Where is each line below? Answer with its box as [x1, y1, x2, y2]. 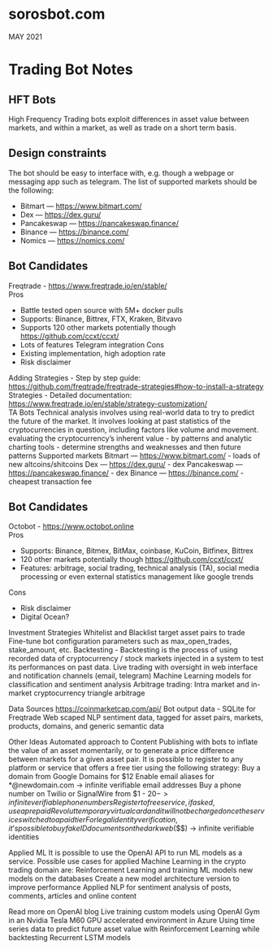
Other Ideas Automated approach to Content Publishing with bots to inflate [8, 737, 258, 747]
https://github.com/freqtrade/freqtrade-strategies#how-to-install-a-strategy [8, 381, 264, 391]
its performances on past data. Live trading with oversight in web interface [8, 662, 258, 672]
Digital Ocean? [19, 612, 70, 622]
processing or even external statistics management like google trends [19, 572, 254, 582]
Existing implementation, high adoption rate [19, 348, 167, 358]
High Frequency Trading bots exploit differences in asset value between [8, 114, 249, 124]
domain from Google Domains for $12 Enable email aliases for [8, 772, 215, 782]
